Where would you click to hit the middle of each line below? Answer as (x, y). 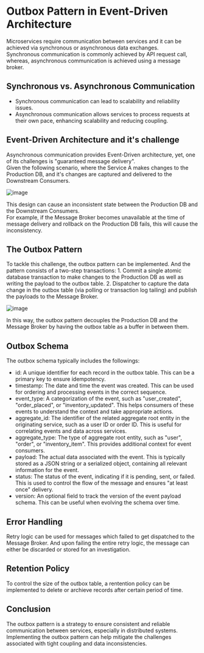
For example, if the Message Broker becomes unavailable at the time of (96, 217)
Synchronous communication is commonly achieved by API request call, (97, 54)
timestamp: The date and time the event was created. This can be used (104, 386)
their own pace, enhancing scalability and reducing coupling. (92, 120)
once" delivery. (34, 490)
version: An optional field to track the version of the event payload (98, 496)
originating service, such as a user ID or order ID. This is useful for (98, 425)
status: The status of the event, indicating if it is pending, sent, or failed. (105, 477)
